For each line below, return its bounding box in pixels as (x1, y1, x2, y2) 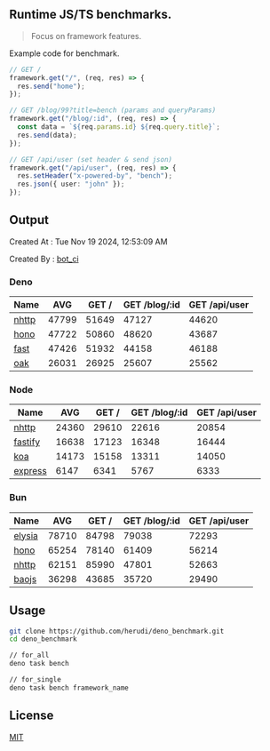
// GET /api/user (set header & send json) (9, 155, 173, 164)
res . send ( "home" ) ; (17, 82, 86, 91)
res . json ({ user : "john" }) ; (17, 180, 125, 189)
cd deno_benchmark (9, 635, 77, 643)
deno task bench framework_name (9, 683, 129, 692)
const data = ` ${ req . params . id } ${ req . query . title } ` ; (17, 123, 220, 132)
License (9, 708, 54, 723)
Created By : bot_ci (9, 253, 79, 264)
